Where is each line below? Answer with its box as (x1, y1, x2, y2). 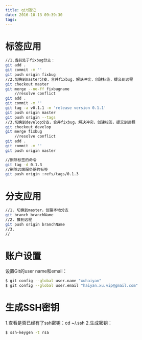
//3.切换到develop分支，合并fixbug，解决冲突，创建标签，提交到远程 (5, 120, 136, 125)
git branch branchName (5, 213, 54, 218)
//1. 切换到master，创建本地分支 (5, 208, 69, 213)
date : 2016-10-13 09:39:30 (5, 12, 63, 17)
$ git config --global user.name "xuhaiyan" (5, 278, 102, 284)
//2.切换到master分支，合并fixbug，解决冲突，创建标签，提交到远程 (5, 77, 133, 82)
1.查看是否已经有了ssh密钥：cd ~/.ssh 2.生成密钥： (5, 320, 112, 326)
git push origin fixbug (5, 72, 56, 77)
